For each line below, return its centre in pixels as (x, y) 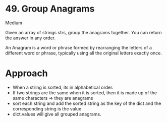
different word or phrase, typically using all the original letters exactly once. (84, 53)
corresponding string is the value (47, 108)
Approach (26, 73)
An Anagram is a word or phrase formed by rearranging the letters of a (79, 47)
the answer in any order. (30, 38)
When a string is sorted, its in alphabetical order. (63, 87)
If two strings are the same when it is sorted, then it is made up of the (85, 93)
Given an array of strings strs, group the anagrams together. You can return (84, 32)
